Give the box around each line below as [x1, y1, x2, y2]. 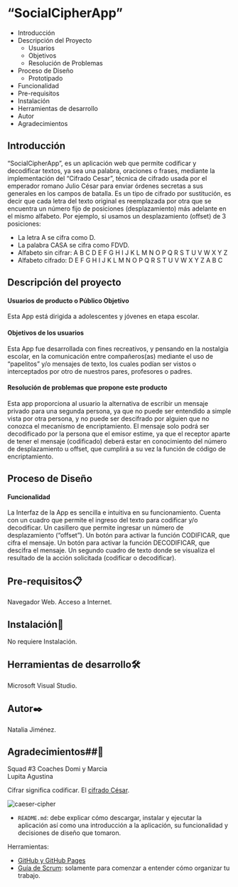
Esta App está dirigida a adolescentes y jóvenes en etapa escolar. [7, 312, 200, 321]
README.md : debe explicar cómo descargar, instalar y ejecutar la [17, 814, 202, 822]
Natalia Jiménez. [7, 725, 57, 734]
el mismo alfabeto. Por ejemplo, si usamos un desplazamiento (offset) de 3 [7, 211, 226, 220]
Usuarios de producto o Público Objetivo [7, 296, 129, 305]
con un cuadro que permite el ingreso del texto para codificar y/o [7, 516, 198, 525]
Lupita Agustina [7, 772, 53, 781]
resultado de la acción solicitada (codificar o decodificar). [7, 554, 176, 562]
